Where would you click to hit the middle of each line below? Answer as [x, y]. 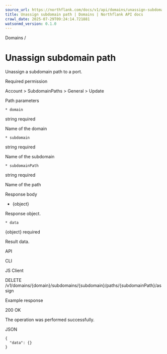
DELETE [13, 280]
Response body [21, 194]
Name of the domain [26, 129]
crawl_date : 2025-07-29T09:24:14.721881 [48, 19]
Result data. [17, 241]
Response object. [23, 214]
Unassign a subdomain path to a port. [44, 72]
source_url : [17, 10]
